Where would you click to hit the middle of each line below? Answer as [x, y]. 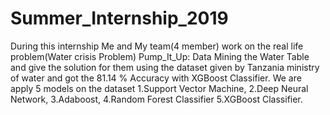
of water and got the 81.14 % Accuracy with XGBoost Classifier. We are [156, 78]
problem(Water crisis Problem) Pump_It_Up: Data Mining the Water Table [160, 56]
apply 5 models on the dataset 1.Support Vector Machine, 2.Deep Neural [159, 88]
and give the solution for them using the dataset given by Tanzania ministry [165, 67]
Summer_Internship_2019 [119, 18]
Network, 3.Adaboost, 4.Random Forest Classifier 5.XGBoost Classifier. [156, 99]
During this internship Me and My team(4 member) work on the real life [157, 46]
